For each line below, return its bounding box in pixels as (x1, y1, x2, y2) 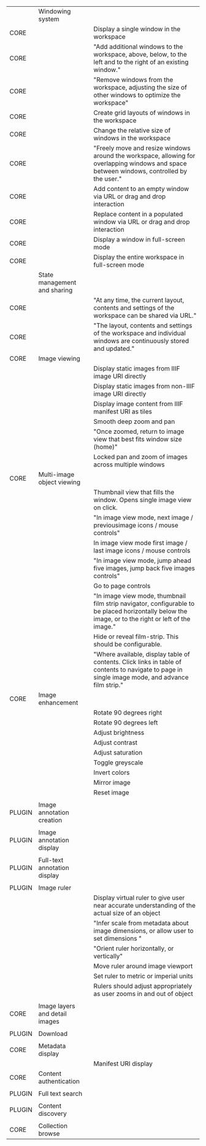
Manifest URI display (93, 1059, 153, 1068)
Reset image (93, 788, 130, 796)
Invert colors (93, 768, 130, 777)
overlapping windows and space (93, 159, 187, 168)
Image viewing (38, 355, 81, 363)
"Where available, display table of (93, 650, 190, 658)
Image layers (38, 1002, 75, 1010)
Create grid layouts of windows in (93, 109, 190, 117)
